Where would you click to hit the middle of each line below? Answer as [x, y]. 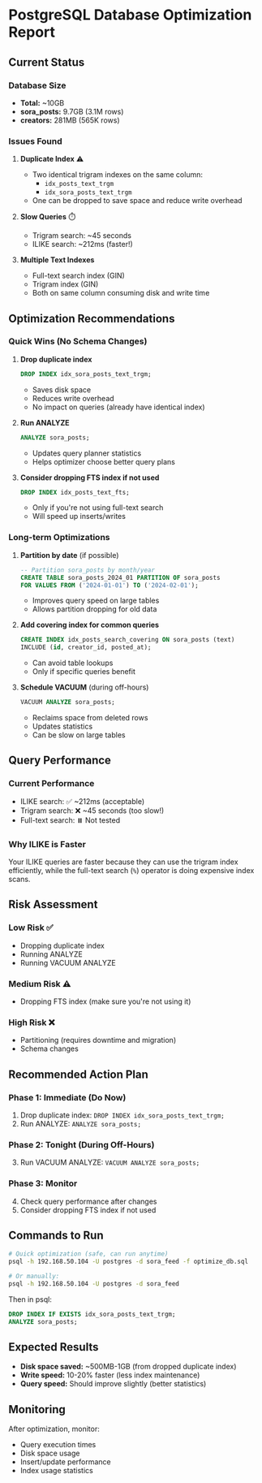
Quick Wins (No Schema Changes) [78, 341]
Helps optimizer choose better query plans [104, 461]
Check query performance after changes [88, 1201]
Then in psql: [30, 1299]
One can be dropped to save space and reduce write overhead [137, 201]
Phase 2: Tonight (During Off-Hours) [82, 1144]
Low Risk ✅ [31, 927]
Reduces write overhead [73, 398]
